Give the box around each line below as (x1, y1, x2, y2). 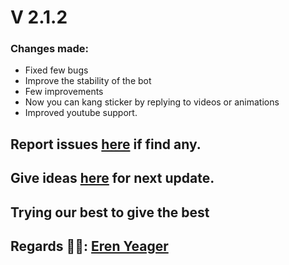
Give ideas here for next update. (10, 170, 215, 187)
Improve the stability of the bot (24, 75, 152, 87)
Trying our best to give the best (10, 204, 210, 221)
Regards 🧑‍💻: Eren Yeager (10, 238, 169, 255)
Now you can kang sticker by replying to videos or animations (24, 96, 280, 108)
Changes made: (10, 42, 90, 56)
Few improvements (24, 86, 104, 98)
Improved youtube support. (24, 107, 138, 119)
